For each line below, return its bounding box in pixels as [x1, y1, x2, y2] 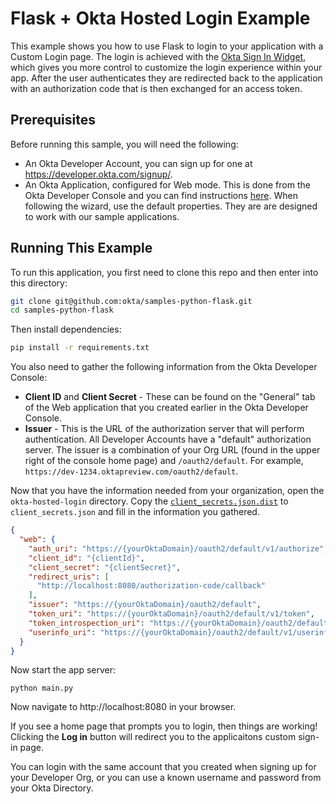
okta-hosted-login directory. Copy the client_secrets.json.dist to [10, 495, 289, 507]
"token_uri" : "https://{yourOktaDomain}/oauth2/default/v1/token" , [28, 609, 315, 619]
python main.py [10, 683, 74, 694]
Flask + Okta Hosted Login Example [10, 7, 311, 30]
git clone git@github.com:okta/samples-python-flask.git [10, 296, 253, 306]
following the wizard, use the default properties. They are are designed [24, 200, 318, 212]
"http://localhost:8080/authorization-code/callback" [36, 581, 267, 591]
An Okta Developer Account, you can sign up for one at [24, 157, 253, 169]
